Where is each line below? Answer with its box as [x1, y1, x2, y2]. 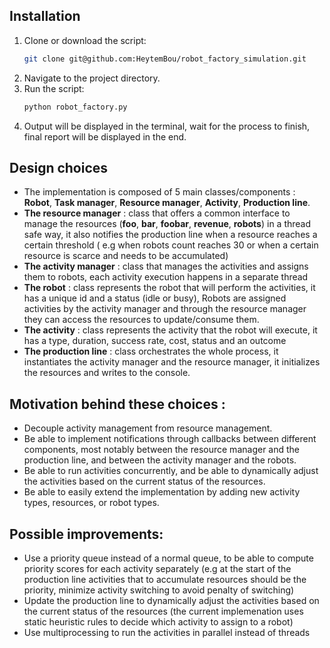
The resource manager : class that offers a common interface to [23, 207, 291, 219]
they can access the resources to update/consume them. [23, 314, 260, 326]
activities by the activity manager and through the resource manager [23, 303, 307, 315]
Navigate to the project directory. [23, 72, 161, 84]
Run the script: [23, 82, 85, 94]
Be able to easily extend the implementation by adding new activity [23, 486, 301, 498]
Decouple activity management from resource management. [23, 422, 273, 434]
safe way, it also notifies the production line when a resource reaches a [23, 229, 318, 241]
